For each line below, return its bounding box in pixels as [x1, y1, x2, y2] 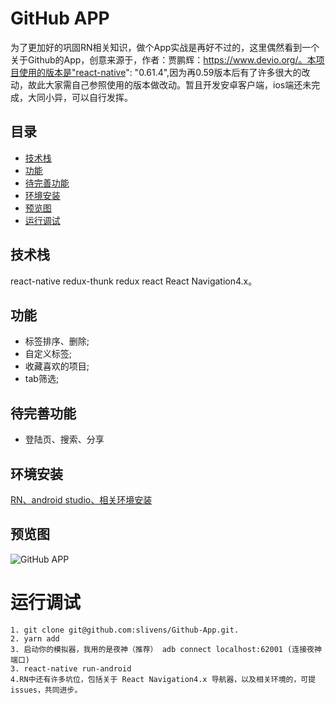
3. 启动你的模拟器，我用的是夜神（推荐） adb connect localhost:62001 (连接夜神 [10, 644, 322, 654]
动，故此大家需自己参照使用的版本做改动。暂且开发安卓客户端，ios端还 [10, 78, 303, 91]
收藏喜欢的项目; [24, 360, 90, 372]
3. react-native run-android [10, 663, 132, 674]
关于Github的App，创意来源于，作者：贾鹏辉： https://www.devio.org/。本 [10, 53, 317, 66]
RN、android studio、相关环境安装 [10, 494, 153, 506]
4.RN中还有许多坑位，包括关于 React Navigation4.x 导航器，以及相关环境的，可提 [10, 674, 317, 684]
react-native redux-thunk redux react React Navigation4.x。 [10, 275, 258, 287]
